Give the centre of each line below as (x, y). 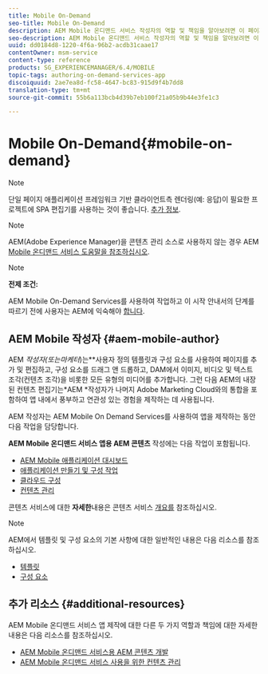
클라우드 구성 (40, 480)
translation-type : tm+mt (49, 90)
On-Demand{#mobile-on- (145, 144)
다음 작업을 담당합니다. (43, 426)
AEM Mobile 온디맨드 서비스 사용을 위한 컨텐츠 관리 (100, 662)
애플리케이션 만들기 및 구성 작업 (69, 470)
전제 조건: (23, 284)
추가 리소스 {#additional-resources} (97, 604)
